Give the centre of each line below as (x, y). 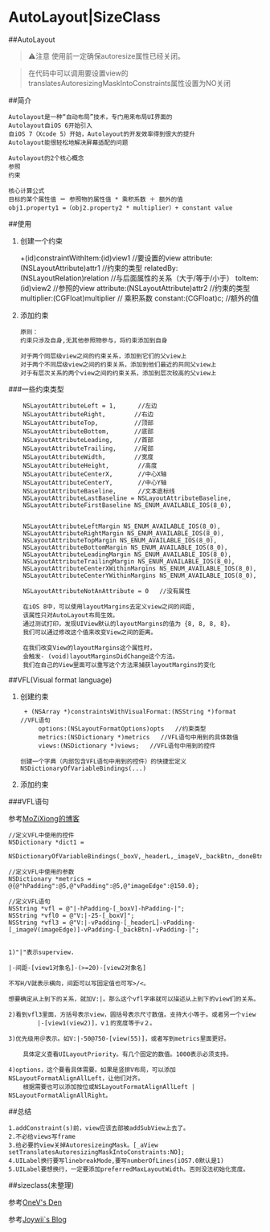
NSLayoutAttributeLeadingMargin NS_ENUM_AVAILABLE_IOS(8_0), (127, 555)
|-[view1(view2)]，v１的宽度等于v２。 (97, 1023)
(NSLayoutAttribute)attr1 (60, 268)
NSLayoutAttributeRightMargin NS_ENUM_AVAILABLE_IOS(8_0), (124, 533)
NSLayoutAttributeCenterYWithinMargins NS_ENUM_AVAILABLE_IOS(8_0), (140, 575)
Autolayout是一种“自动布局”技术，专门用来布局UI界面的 (90, 117)
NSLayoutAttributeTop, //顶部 (88, 423)
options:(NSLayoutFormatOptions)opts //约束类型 (122, 729)
